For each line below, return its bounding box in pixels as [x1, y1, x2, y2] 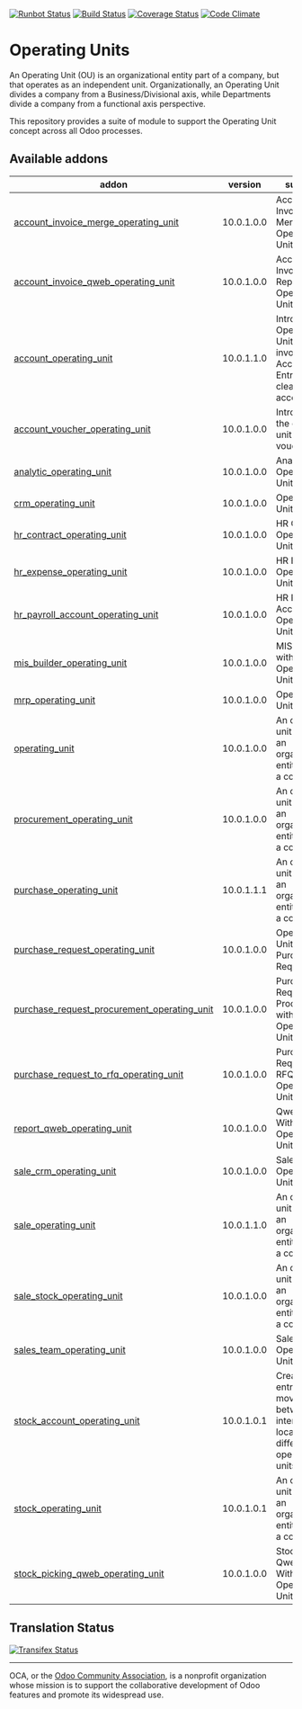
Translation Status [9, 1620, 115, 1636]
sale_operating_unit [13, 1219, 96, 1231]
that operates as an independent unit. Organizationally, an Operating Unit [9, 79, 280, 90]
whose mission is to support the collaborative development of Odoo [9, 1679, 261, 1690]
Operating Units [9, 40, 130, 60]
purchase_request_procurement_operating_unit [13, 1003, 214, 1016]
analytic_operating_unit [13, 465, 112, 478]
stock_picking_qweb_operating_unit [13, 1567, 164, 1579]
